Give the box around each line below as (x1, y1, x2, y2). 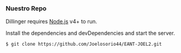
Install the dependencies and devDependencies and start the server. (5, 30, 176, 37)
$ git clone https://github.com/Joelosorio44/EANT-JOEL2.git (5, 41, 162, 48)
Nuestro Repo (5, 4, 47, 13)
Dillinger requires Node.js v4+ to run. (5, 18, 97, 25)
